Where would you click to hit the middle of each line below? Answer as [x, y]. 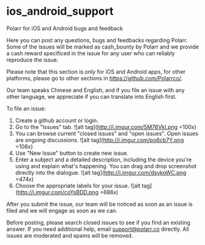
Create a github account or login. [57, 120]
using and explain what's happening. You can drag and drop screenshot [106, 166]
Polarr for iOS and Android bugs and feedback [65, 28]
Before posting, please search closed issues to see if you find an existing [99, 222]
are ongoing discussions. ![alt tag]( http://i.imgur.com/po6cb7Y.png [99, 140]
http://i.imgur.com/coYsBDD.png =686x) [68, 192]
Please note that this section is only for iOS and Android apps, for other [96, 71]
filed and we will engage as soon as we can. [62, 211]
